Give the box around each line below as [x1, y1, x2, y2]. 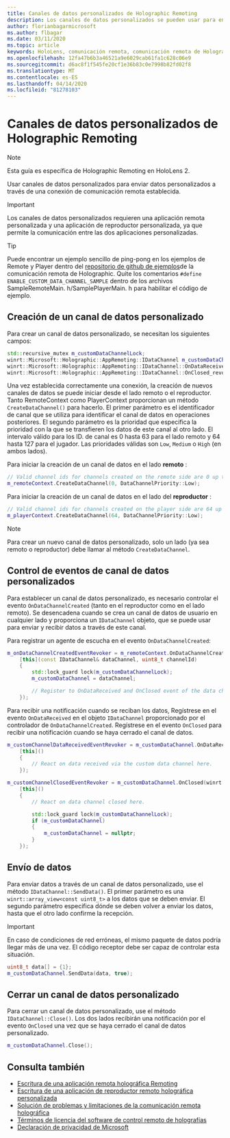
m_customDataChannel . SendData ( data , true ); [7, 970, 133, 977]
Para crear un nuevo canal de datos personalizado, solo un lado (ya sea [7, 538, 209, 546]
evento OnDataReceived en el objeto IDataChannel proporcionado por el [7, 713, 205, 722]
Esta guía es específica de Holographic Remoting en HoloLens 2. [7, 167, 190, 175]
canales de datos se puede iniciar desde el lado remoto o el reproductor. [7, 389, 212, 397]
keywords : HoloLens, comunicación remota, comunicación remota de [7, 49, 201, 56]
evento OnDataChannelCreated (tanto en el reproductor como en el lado [7, 601, 205, 609]
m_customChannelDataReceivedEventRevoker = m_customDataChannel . [7, 742, 197, 748]
